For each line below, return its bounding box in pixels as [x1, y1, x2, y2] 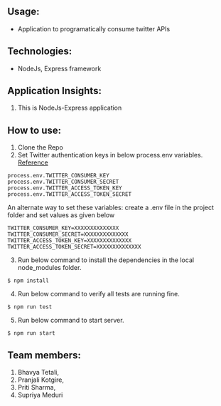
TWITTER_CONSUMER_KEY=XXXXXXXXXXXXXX [7, 224, 119, 232]
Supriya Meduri [17, 391, 63, 400]
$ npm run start [7, 330, 55, 337]
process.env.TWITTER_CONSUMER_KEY [7, 172, 110, 179]
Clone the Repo [17, 143, 64, 152]
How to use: [7, 124, 62, 136]
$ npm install [7, 277, 50, 284]
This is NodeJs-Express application [17, 103, 122, 113]
